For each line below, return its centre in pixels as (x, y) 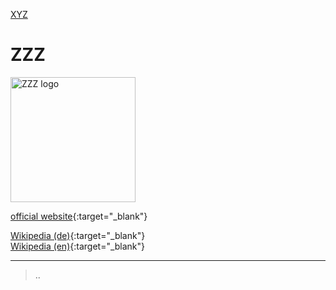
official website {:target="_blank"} (79, 216)
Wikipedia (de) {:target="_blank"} (78, 235)
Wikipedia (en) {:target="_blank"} (78, 246)
